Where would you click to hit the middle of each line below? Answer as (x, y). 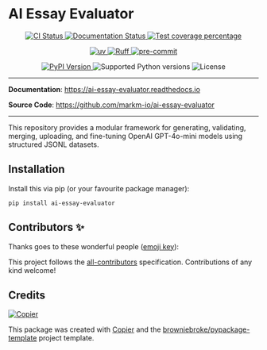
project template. (66, 338)
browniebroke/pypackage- (206, 329)
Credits (27, 295)
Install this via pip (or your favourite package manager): (99, 188)
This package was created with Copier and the (85, 329)
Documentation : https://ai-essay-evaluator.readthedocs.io (104, 89)
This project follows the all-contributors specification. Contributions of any (130, 262)
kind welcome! (32, 270)
